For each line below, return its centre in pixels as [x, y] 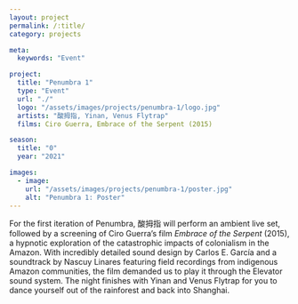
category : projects [45, 34]
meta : [19, 50]
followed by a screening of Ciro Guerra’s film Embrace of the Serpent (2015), [149, 234]
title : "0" [37, 148]
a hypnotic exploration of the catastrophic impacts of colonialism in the [139, 243]
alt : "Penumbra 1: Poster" [75, 197]
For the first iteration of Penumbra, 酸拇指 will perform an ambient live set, [145, 224]
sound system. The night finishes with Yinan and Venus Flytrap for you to [143, 281]
